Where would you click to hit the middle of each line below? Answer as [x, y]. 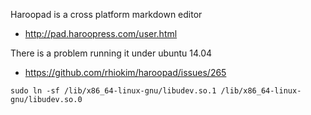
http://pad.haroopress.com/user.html [101, 33]
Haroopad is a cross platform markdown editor [106, 14]
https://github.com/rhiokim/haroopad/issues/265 [125, 72]
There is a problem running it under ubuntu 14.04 [111, 53]
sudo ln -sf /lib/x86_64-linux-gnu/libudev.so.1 [113, 91]
